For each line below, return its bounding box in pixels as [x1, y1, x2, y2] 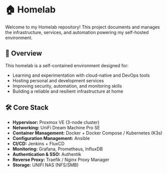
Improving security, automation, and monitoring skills [12, 83, 122, 89]
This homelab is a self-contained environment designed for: [5, 62, 129, 68]
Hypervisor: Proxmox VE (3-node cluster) [12, 119, 100, 125]
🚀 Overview [5, 49, 42, 58]
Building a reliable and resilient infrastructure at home [12, 88, 123, 94]
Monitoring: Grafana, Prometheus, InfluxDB [12, 146, 103, 152]
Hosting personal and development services [12, 77, 104, 83]
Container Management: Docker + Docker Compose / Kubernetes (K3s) [12, 130, 162, 136]
